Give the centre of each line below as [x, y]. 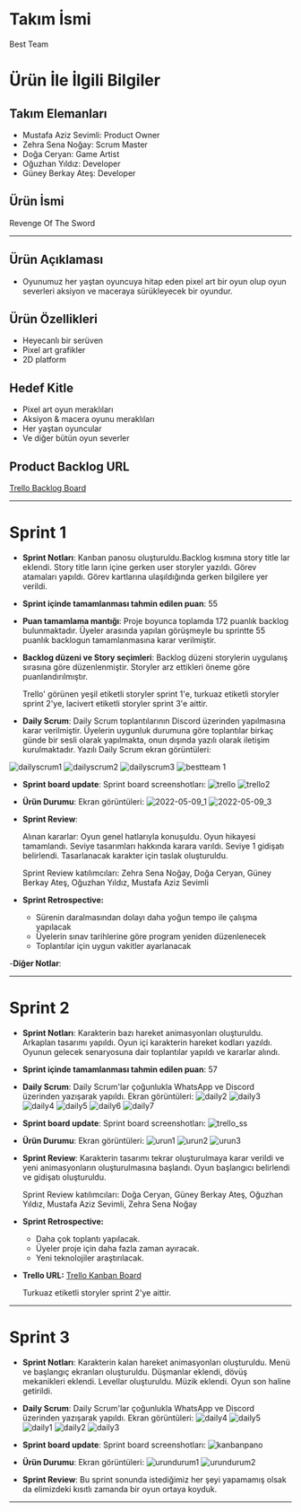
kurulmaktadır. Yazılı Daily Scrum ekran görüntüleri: [117, 749]
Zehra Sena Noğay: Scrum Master [85, 145]
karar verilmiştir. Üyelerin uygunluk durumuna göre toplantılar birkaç [148, 730]
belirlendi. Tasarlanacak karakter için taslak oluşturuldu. [125, 855]
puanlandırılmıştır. [55, 676]
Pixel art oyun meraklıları [68, 409]
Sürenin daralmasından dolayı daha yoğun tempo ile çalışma [146, 917]
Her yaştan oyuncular [62, 429]
